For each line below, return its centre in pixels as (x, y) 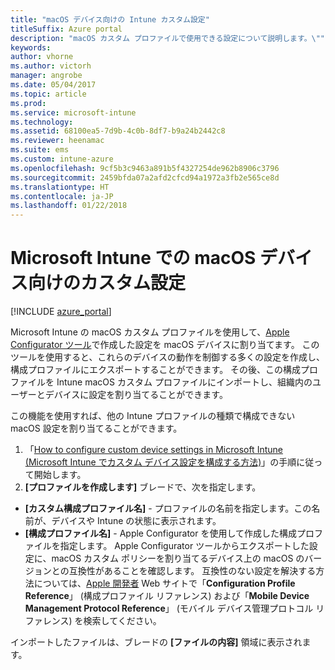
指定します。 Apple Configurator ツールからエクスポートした (184, 546)
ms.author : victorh (51, 66)
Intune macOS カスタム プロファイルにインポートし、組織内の (184, 382)
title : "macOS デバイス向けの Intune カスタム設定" (110, 19)
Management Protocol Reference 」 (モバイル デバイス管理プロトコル (169, 608)
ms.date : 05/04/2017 (53, 85)
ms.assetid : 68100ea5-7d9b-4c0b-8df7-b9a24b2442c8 (118, 131)
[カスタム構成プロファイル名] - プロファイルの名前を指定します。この (168, 508)
